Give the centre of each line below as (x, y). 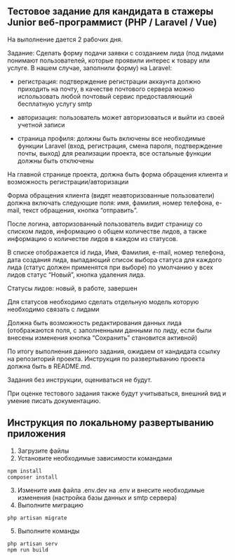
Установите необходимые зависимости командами (95, 458)
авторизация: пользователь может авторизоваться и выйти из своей (121, 117)
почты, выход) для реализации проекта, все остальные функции (114, 153)
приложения (36, 434)
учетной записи (41, 125)
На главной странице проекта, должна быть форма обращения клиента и (117, 174)
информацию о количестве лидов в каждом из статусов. (93, 238)
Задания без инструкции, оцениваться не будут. (80, 380)
